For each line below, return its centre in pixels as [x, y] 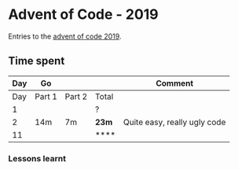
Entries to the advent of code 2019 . [65, 36]
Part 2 [76, 96]
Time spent [37, 61]
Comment [175, 83]
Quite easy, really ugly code [174, 122]
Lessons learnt [37, 158]
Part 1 [46, 96]
